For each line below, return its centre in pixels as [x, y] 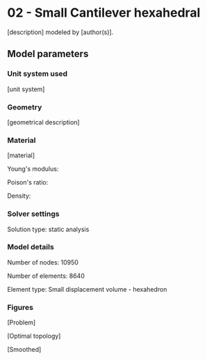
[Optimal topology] [34, 336]
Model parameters [48, 54]
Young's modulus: [33, 169]
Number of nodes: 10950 [43, 262]
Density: [19, 196]
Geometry [25, 107]
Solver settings [33, 214]
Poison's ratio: [28, 182]
